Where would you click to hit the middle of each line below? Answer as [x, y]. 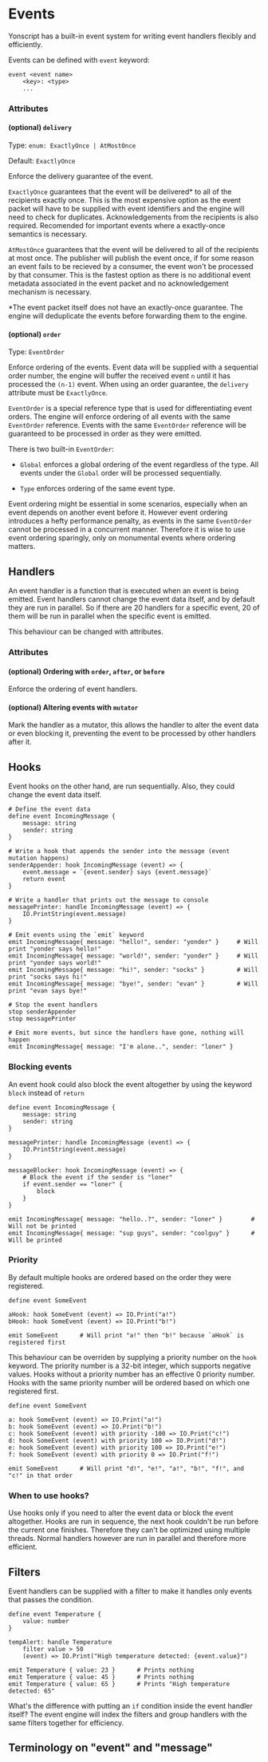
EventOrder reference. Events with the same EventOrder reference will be [128, 425]
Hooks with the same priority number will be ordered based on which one [129, 1382]
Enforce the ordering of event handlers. [73, 689]
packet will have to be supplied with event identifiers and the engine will [126, 209]
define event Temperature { [55, 1614]
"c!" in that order [41, 1476]
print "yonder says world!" [55, 963]
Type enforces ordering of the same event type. [97, 488]
